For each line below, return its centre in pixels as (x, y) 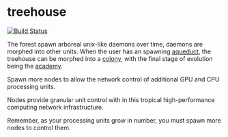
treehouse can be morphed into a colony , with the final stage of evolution (110, 58)
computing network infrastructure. (55, 107)
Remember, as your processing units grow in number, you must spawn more (114, 120)
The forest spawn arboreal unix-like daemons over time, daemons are (105, 44)
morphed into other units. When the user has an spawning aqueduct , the (109, 51)
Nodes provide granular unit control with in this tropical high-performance (111, 99)
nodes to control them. (39, 127)
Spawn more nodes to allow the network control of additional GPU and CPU (113, 79)
